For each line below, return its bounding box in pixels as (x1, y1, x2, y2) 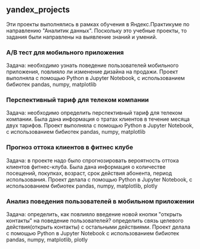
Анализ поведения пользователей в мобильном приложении (6, 197, 195, 205)
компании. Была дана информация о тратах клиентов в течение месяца (6, 116, 190, 123)
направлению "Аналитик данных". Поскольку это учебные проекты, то (6, 27, 187, 34)
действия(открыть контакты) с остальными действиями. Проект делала (6, 223, 191, 230)
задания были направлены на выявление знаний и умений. (6, 33, 158, 41)
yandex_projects (6, 5, 70, 15)
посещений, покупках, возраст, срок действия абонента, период (6, 170, 172, 177)
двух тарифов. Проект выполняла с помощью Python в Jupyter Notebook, (6, 122, 194, 129)
